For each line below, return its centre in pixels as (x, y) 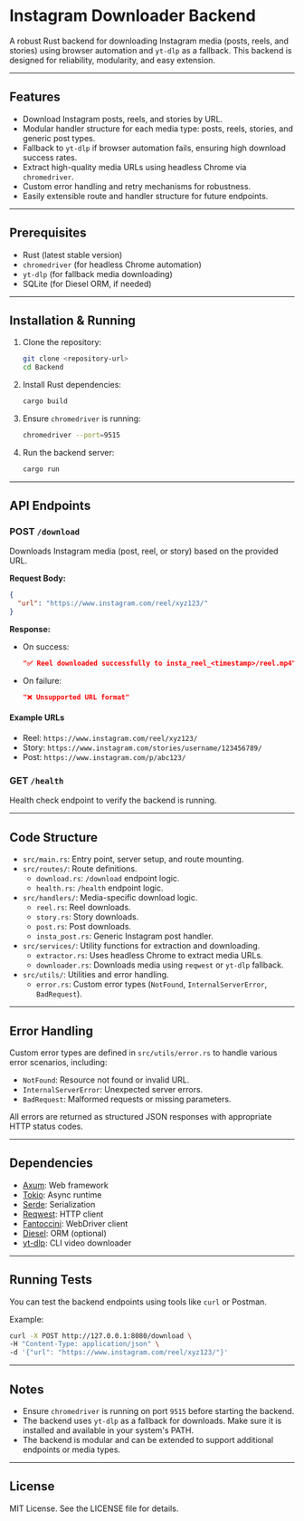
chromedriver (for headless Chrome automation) (112, 265)
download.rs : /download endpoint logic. (108, 879)
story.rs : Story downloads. (87, 917)
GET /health (37, 780)
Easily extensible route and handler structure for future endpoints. (145, 196)
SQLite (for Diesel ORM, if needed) (87, 284)
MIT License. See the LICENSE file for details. (94, 1508)
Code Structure (53, 838)
